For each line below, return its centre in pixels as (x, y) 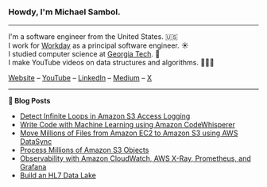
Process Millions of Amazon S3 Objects (84, 150)
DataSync (36, 142)
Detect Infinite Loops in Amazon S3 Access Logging (105, 116)
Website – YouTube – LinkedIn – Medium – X (80, 78)
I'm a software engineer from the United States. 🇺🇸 (93, 37)
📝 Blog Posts (29, 101)
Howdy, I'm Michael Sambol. (64, 12)
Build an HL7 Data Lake (58, 175)
